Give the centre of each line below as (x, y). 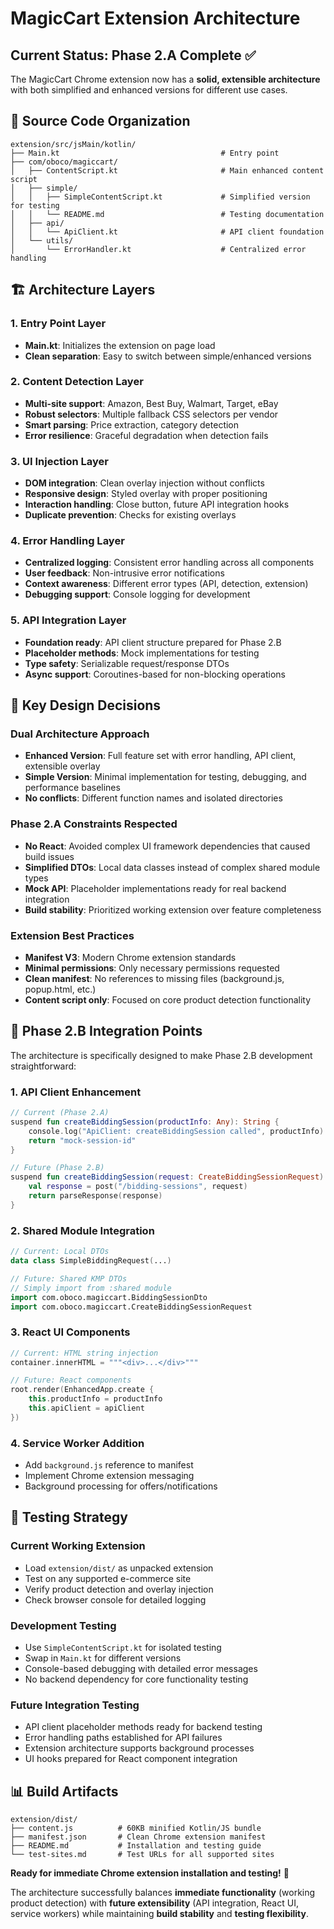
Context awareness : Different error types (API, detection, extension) (166, 584)
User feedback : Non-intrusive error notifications (124, 573)
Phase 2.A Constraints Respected (94, 824)
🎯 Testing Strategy (69, 1517)
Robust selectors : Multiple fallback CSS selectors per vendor (151, 414)
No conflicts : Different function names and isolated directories (153, 798)
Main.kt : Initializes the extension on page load (120, 345)
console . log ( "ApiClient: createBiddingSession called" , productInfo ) (176, 1131)
